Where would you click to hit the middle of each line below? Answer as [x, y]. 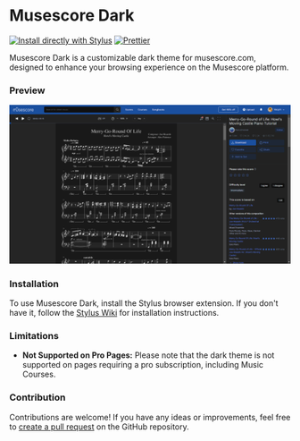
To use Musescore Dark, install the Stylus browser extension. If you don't [144, 303]
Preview [27, 90]
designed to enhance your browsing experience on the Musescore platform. [149, 67]
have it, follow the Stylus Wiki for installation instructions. [114, 313]
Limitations [34, 335]
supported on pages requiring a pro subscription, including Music [143, 365]
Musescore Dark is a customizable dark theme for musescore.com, [133, 57]
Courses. [39, 374]
